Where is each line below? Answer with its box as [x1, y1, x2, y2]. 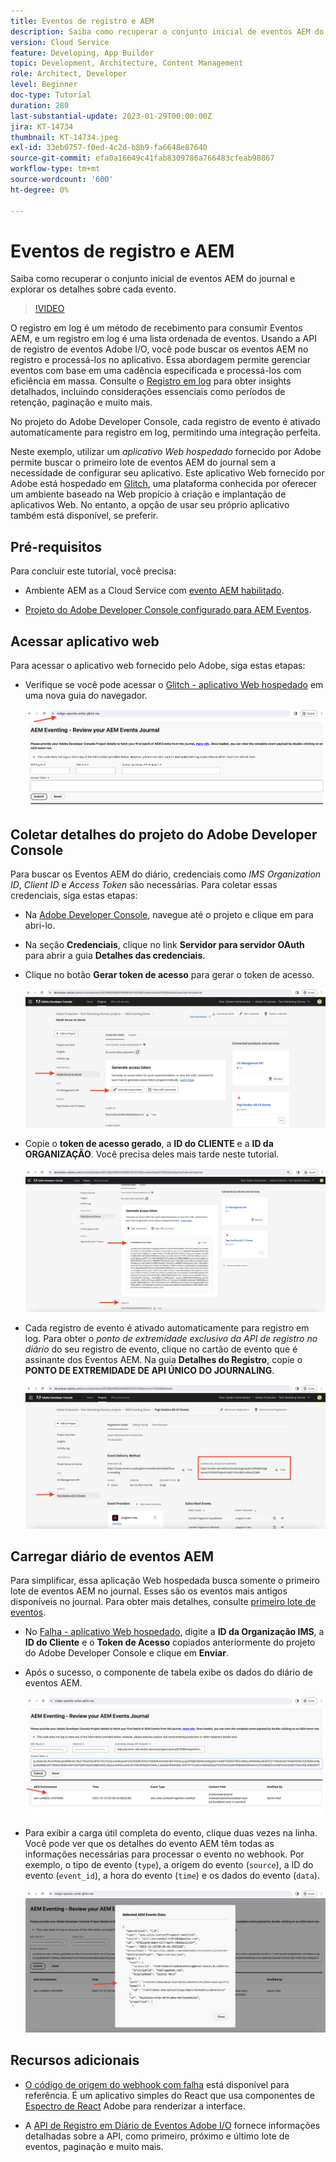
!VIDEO [34, 303, 65, 315]
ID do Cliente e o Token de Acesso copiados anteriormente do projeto [24, 1636, 316, 1649]
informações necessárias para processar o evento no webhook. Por [24, 1848, 305, 1860]
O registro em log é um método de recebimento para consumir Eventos [10, 322, 303, 334]
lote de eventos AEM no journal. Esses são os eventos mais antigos [10, 1585, 288, 1597]
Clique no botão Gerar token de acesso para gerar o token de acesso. [24, 969, 315, 981]
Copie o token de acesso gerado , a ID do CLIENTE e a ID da [24, 1137, 274, 1149]
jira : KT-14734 [10, 121, 74, 132]
